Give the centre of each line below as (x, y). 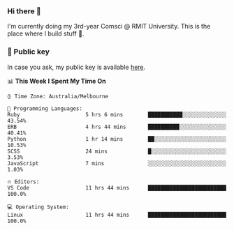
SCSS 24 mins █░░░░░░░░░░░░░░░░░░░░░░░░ (117, 151)
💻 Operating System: (38, 207)
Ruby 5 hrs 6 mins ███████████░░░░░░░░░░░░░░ (117, 114)
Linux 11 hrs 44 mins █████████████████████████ (117, 215)
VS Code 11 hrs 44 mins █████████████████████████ (117, 187)
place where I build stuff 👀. (46, 33)
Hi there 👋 (24, 11)
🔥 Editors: (23, 182)
